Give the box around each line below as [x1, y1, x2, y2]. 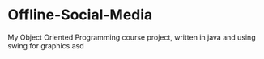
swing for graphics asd [7, 40, 84, 50]
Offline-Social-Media [7, 6, 153, 24]
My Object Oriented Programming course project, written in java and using [7, 32, 256, 42]
